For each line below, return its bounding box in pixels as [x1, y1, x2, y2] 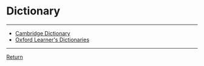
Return [6, 53, 23, 61]
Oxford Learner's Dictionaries [15, 36, 90, 43]
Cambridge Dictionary [15, 29, 71, 37]
